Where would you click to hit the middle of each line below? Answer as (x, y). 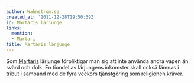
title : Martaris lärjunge (38, 45)
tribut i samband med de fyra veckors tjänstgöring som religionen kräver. (95, 74)
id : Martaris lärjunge (34, 22)
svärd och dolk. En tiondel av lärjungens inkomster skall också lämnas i (93, 67)
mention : (22, 34)
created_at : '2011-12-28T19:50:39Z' (51, 17)
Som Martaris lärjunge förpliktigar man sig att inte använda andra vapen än (97, 61)
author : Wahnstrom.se (33, 11)
